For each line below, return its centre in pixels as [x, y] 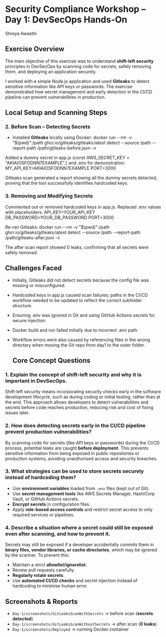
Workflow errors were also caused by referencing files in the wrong [81, 340]
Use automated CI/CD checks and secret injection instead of [75, 581]
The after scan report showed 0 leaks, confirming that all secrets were [77, 247]
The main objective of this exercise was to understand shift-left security [80, 61]
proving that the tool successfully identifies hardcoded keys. [67, 183]
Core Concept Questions [51, 360]
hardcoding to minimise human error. [50, 586]
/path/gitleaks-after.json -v [33, 237]
